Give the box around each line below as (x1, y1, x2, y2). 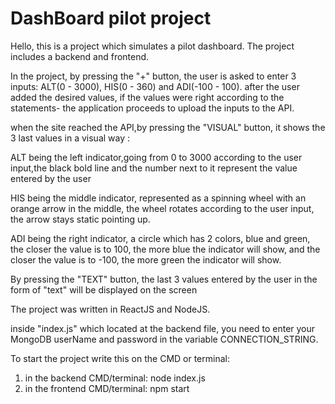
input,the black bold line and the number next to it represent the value (10, 162, 298, 174)
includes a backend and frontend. (10, 50, 150, 62)
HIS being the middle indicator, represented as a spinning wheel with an (10, 192, 307, 204)
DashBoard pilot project (10, 7, 212, 30)
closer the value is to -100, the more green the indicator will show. (10, 253, 282, 266)
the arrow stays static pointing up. (10, 213, 151, 225)
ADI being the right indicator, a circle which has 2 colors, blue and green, (10, 232, 311, 244)
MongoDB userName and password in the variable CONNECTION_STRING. (10, 333, 319, 345)
